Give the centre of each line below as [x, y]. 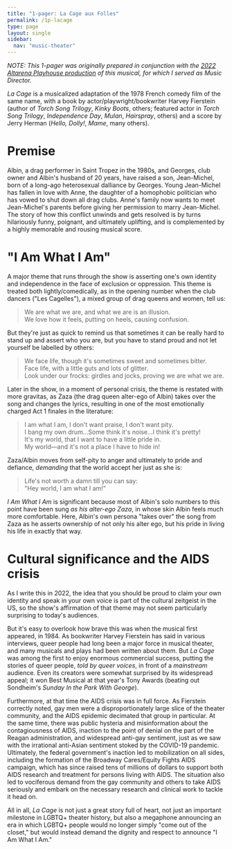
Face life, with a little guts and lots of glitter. [86, 368]
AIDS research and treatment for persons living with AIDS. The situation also [116, 774]
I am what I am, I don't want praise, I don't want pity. [99, 424]
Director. [19, 80]
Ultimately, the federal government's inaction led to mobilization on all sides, [116, 752]
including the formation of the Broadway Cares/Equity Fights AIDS [101, 760]
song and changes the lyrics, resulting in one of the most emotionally [106, 403]
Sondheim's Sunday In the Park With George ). [73, 688]
